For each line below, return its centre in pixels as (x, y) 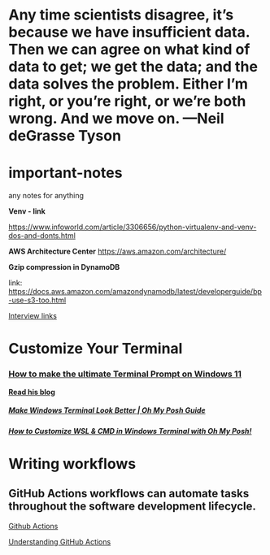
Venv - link (27, 211)
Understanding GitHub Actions (60, 541)
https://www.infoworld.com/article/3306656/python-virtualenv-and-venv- (133, 227)
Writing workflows (72, 464)
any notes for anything (46, 196)
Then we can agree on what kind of (129, 50)
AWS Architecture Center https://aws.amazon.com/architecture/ (118, 251)
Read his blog (32, 392)
